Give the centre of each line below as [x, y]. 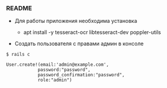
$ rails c [18, 55]
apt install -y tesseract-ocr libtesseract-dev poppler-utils [92, 32]
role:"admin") [55, 80]
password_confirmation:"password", [81, 75]
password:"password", [64, 70]
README [19, 8]
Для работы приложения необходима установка [76, 21]
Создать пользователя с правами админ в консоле [79, 44]
